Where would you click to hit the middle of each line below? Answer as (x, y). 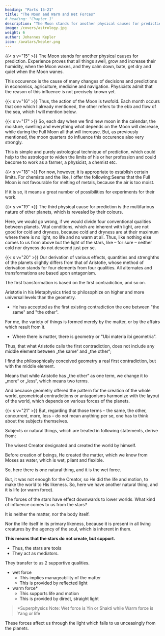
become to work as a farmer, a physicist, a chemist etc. (61, 162)
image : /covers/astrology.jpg (36, 28)
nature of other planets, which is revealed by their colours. (64, 212)
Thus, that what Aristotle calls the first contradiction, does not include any (80, 346)
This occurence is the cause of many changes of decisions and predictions (81, 81)
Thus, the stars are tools (37, 548)
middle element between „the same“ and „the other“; (58, 351)
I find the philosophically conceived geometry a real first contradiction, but (81, 361)
